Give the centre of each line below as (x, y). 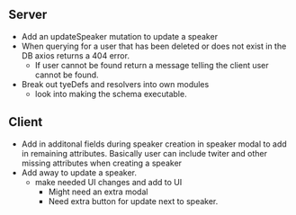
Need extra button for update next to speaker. (133, 201)
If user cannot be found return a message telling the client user (152, 65)
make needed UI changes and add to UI (108, 182)
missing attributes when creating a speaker (101, 163)
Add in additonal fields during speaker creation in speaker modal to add (154, 144)
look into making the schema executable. (111, 94)
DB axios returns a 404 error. (75, 55)
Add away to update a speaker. (79, 172)
